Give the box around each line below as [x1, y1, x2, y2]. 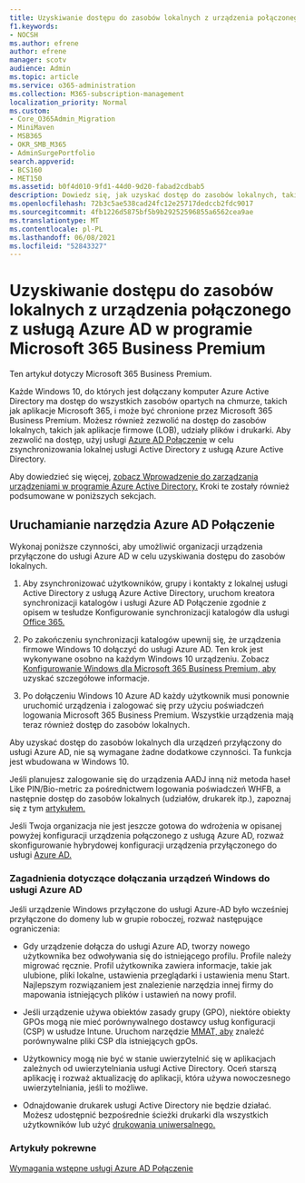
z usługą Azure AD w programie [9, 319, 253, 340]
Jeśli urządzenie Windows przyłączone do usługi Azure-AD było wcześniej [9, 904, 289, 915]
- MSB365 [9, 132, 43, 141]
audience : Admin [9, 65, 71, 74]
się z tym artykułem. [9, 803, 86, 813]
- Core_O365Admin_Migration [9, 114, 116, 124]
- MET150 [9, 174, 43, 183]
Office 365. [22, 617, 65, 627]
